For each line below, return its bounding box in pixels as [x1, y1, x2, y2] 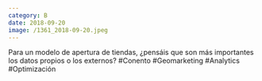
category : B [8, 11, 48, 20]
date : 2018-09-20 [8, 19, 66, 27]
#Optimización [8, 64, 56, 74]
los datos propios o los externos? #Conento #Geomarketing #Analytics [8, 56, 241, 65]
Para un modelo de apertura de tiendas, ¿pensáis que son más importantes [8, 48, 254, 57]
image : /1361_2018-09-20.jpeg [8, 26, 109, 34]
